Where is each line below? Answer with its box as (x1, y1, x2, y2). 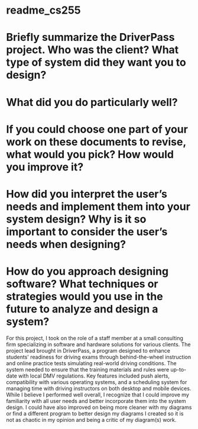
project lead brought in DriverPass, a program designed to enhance (6, 347, 170, 354)
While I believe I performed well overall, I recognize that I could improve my (6, 391, 189, 398)
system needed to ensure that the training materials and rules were (6, 366, 170, 373)
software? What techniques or (6, 278, 158, 291)
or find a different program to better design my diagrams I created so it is (6, 409, 184, 417)
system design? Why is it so (6, 212, 147, 225)
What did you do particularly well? (6, 95, 178, 109)
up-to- (170, 366, 187, 373)
